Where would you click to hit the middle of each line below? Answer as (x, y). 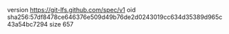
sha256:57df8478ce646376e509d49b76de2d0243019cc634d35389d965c (115, 17)
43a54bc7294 (28, 24)
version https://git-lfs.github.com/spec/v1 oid (72, 10)
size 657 (62, 24)
